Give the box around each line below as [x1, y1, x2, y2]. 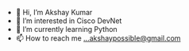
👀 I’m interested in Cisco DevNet [15, 16, 122, 25]
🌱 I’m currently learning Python [15, 25, 118, 33]
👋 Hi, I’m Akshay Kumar [15, 8, 93, 17]
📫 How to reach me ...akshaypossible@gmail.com [15, 33, 181, 43]
